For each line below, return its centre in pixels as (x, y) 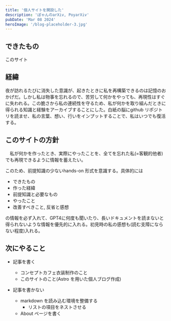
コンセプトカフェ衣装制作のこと (54, 272)
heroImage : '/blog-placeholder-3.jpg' (46, 24)
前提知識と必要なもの (35, 194)
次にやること (26, 248)
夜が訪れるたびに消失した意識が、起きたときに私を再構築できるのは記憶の (83, 90)
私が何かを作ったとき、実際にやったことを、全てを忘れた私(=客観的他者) (86, 153)
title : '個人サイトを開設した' (35, 10)
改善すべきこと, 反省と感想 (41, 207)
